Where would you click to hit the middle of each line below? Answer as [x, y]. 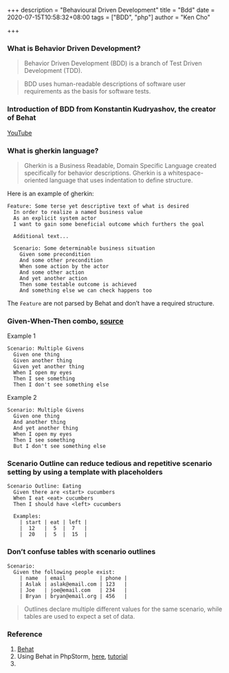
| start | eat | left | [54, 522]
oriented [36, 180]
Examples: [27, 516]
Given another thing [43, 361]
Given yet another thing [49, 367]
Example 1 [21, 336]
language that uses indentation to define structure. [121, 180]
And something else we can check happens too [86, 290]
